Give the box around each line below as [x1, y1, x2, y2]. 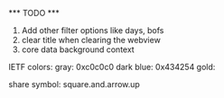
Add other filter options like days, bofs [21, 25, 164, 35]
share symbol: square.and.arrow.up [8, 79, 141, 89]
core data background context [21, 44, 135, 55]
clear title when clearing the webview [21, 35, 162, 45]
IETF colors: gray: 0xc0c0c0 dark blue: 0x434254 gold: [8, 62, 216, 72]
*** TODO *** [8, 8, 61, 18]
